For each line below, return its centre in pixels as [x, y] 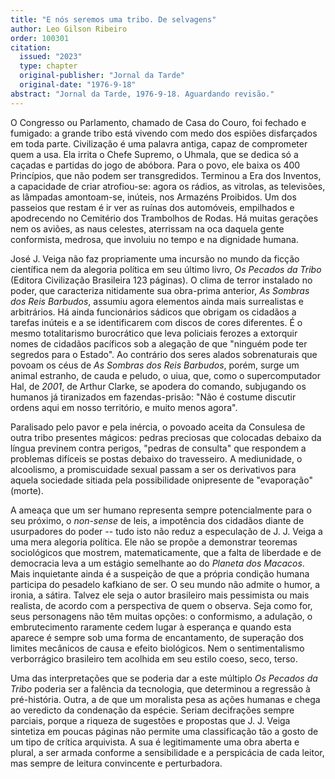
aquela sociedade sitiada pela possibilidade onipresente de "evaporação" [161, 480]
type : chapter [48, 66]
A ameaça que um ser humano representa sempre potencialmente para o [161, 510]
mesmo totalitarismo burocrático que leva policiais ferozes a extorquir [154, 333]
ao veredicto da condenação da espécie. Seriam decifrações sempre [152, 710]
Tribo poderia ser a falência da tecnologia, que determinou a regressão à [160, 688]
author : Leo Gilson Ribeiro [69, 29]
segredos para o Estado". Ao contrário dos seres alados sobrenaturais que [164, 354]
